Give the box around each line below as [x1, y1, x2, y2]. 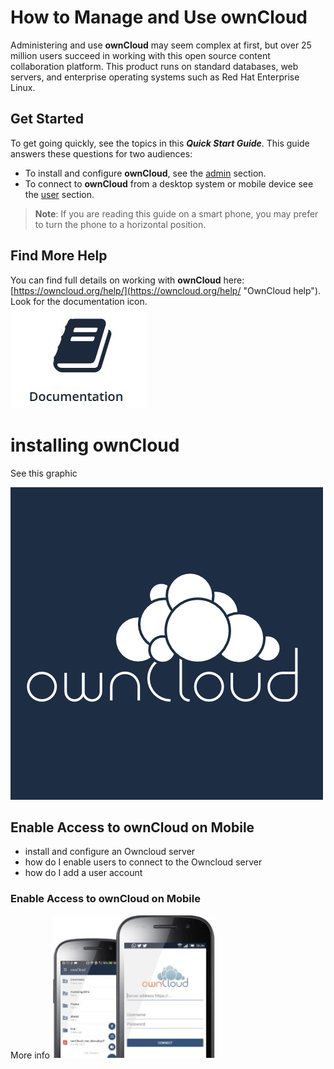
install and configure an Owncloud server [24, 846, 196, 858]
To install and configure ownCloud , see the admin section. [24, 167, 267, 179]
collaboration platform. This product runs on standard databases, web [10, 60, 299, 72]
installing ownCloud [10, 434, 180, 456]
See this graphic [10, 467, 78, 479]
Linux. [10, 81, 36, 93]
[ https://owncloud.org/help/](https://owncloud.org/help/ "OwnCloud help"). [10, 284, 322, 296]
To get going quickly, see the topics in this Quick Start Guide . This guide [10, 137, 310, 149]
